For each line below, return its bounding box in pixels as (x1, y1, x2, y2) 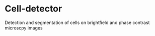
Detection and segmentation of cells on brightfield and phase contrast (5, 19, 150, 25)
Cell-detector (5, 3, 62, 14)
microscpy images (5, 24, 43, 30)
